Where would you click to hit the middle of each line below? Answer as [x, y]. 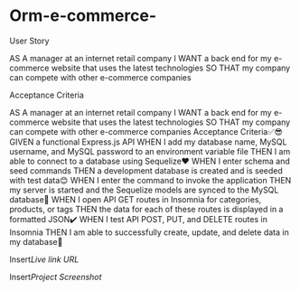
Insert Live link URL [44, 259]
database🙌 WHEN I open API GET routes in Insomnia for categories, [136, 199]
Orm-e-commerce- [83, 16]
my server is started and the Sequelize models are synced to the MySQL [144, 190]
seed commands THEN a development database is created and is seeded [146, 170]
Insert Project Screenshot [56, 277]
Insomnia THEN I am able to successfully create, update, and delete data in [149, 232]
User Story [29, 41]
